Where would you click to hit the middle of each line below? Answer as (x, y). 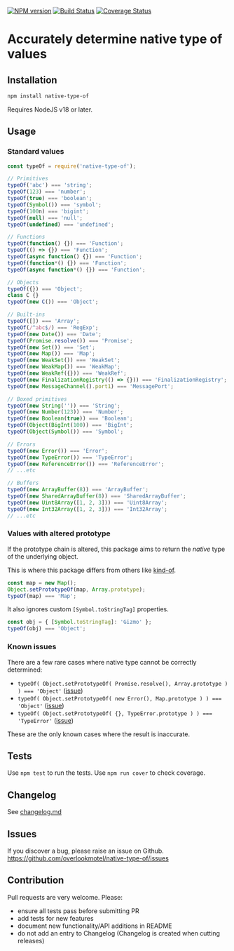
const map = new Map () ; (42, 583)
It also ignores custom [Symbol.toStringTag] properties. (88, 609)
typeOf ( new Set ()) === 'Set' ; (51, 347)
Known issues (32, 647)
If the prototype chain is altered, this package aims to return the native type (116, 549)
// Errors (22, 444)
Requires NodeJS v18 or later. (50, 109)
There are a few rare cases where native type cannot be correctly (102, 662)
